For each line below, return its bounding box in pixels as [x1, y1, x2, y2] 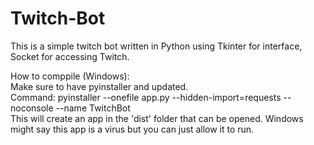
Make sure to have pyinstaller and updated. [10, 80, 189, 92]
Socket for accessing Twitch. [10, 50, 130, 62]
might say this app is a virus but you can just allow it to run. [10, 123, 255, 135]
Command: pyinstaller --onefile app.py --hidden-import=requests [10, 91, 282, 103]
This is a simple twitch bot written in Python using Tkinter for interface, [10, 40, 303, 52]
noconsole [10, 102, 54, 114]
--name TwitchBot [55, 102, 131, 114]
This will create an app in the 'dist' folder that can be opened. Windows [10, 112, 304, 124]
